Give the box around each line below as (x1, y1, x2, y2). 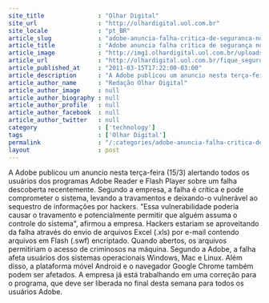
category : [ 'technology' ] (8, 123, 156, 131)
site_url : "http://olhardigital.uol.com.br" (8, 19, 220, 27)
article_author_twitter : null (8, 116, 120, 124)
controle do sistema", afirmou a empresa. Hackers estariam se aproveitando (8, 219, 259, 228)
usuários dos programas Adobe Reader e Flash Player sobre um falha (8, 176, 238, 186)
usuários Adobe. (8, 287, 62, 297)
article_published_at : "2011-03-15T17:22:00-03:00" (8, 64, 203, 72)
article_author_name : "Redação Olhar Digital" (8, 79, 188, 87)
